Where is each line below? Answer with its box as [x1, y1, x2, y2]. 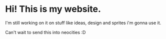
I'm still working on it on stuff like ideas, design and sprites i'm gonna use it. [5, 20, 161, 26]
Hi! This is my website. [5, 3, 101, 15]
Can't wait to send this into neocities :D [5, 29, 86, 35]
